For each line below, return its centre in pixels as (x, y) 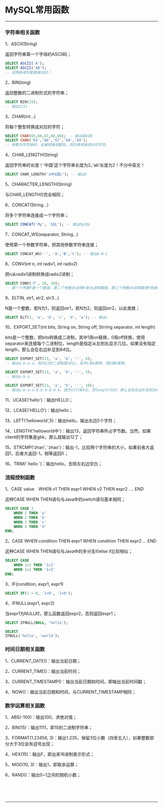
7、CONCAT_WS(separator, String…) (42, 234)
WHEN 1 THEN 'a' (30, 513)
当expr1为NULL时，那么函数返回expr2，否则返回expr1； (61, 614)
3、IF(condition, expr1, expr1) (34, 584)
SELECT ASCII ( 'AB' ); (26, 68)
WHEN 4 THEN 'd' (30, 526)
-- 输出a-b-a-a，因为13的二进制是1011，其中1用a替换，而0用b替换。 (66, 363)
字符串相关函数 (23, 32)
